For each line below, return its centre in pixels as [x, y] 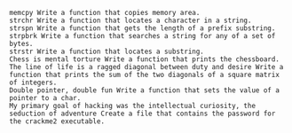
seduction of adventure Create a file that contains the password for [142, 113]
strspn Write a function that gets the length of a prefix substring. [142, 28]
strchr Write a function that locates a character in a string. [130, 20]
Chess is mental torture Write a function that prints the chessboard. [144, 59]
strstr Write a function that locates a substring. [107, 51]
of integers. [33, 82]
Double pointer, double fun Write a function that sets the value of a [144, 90]
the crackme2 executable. [57, 121]
